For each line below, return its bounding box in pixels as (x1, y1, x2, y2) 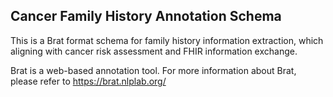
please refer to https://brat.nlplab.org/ (10, 75, 167, 87)
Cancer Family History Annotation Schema (10, 8, 282, 25)
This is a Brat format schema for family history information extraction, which (10, 34, 324, 46)
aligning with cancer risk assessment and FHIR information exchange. (10, 45, 298, 57)
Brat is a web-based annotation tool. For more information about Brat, (10, 64, 297, 76)
